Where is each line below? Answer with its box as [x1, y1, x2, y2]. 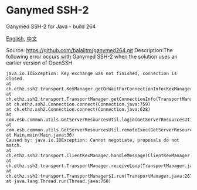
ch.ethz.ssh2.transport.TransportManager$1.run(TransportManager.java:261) [6, 173, 195, 179]
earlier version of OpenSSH [6, 59, 72, 66]
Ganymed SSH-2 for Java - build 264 [6, 23, 96, 30]
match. [6, 142, 22, 148]
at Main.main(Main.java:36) [6, 132, 75, 138]
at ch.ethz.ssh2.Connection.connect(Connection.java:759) [6, 101, 151, 107]
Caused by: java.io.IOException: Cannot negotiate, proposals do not [6, 137, 180, 143]
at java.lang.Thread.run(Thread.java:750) [6, 178, 111, 184]
